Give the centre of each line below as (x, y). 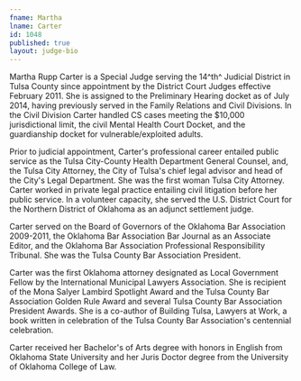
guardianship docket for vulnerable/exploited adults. (106, 134)
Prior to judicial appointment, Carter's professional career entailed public (144, 152)
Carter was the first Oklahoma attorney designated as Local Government (144, 273)
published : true (40, 43)
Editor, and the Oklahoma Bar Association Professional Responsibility (137, 246)
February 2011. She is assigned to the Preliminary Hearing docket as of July (150, 96)
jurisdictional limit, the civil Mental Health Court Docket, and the (128, 125)
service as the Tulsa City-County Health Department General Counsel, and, (149, 161)
